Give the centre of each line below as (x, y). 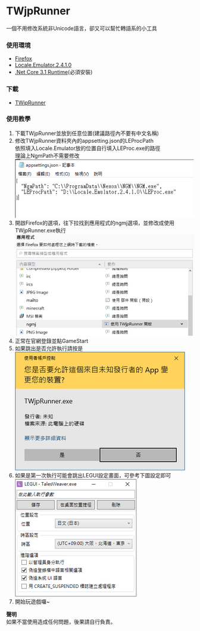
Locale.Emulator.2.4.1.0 (43, 65)
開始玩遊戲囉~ (32, 602)
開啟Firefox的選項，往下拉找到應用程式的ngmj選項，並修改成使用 (94, 223)
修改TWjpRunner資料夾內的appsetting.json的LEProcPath (84, 140)
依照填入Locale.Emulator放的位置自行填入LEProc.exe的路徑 (87, 148)
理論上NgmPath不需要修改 (47, 155)
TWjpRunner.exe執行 (40, 231)
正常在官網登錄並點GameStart (51, 341)
